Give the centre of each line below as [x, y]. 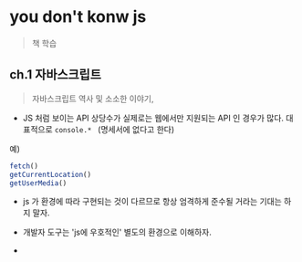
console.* [73, 130]
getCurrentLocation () [51, 174]
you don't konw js [78, 17]
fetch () [24, 166]
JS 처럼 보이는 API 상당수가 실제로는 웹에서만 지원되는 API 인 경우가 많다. [153, 118]
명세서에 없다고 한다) [137, 129]
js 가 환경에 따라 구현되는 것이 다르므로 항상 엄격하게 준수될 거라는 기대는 [152, 202]
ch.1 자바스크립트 [56, 75]
